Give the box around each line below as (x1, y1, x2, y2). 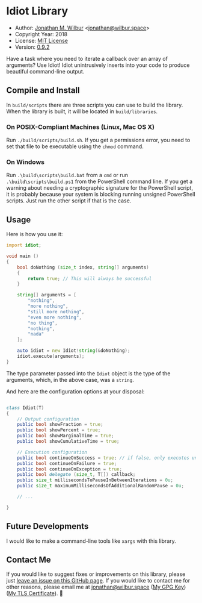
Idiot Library (6, 4, 69, 18)
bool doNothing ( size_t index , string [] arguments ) (17, 264, 149, 270)
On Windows (6, 158, 45, 166)
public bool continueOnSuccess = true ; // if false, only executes (17, 455, 189, 461)
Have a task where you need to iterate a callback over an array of (6, 55, 168, 62)
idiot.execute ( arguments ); (17, 354, 85, 360)
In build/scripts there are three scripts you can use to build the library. (6, 101, 183, 108)
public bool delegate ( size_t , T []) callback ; (17, 472, 136, 478)
